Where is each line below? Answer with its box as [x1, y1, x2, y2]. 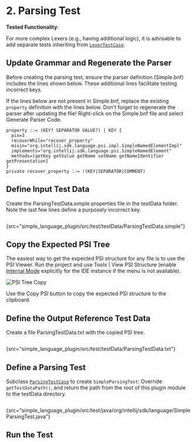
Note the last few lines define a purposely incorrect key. [6, 206, 141, 213]
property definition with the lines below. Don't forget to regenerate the [6, 104, 176, 111]
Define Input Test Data [6, 185, 90, 194]
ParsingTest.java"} [6, 413, 51, 420]
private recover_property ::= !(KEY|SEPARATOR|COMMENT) [6, 168, 146, 174]
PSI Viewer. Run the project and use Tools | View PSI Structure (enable [6, 261, 177, 268]
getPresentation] [6, 158, 49, 164]
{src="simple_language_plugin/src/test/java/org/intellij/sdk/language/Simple [6, 407, 191, 414]
